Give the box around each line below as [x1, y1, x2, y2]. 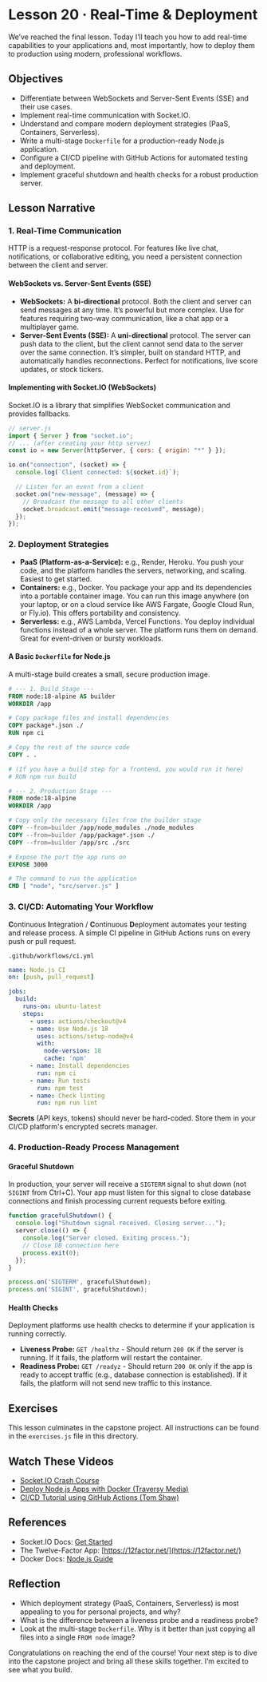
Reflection [8, 1577, 61, 1591]
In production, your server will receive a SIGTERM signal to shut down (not [8, 1180, 247, 1189]
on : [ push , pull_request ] [8, 973, 94, 982]
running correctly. [8, 1329, 67, 1339]
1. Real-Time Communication [8, 225, 122, 236]
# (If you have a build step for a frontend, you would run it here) [8, 765, 245, 773]
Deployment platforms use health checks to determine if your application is [8, 1320, 255, 1331]
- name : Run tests [29, 1077, 91, 1085]
